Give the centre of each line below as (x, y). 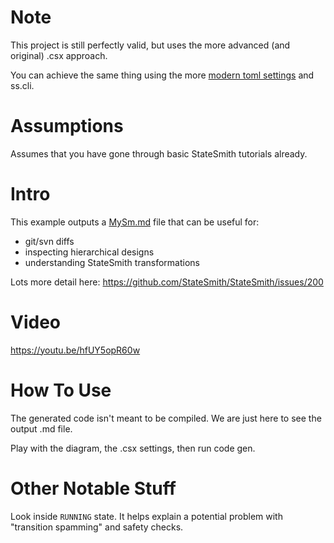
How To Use (61, 390)
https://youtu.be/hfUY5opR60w (75, 350)
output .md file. (41, 428)
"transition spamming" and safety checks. (97, 527)
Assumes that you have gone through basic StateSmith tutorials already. (159, 153)
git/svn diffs (49, 241)
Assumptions (67, 126)
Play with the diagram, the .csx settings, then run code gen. (133, 448)
